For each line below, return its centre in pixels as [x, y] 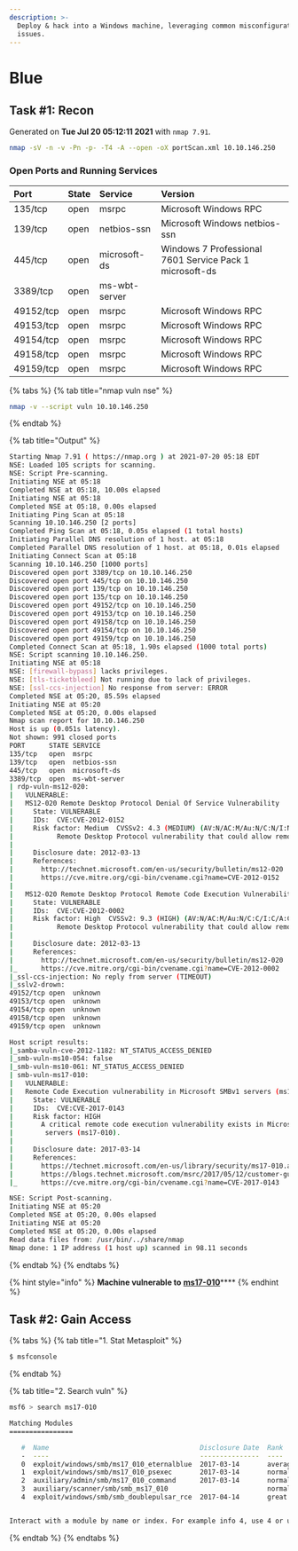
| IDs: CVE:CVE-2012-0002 [67, 910]
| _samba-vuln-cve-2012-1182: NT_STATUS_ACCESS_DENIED [111, 1051]
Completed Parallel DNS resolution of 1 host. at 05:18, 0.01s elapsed [144, 548]
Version [178, 193]
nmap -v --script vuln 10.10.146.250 [79, 406]
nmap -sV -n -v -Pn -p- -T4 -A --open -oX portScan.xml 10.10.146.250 [142, 148]
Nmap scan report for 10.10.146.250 [77, 721]
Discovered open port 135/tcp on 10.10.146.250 [99, 597]
